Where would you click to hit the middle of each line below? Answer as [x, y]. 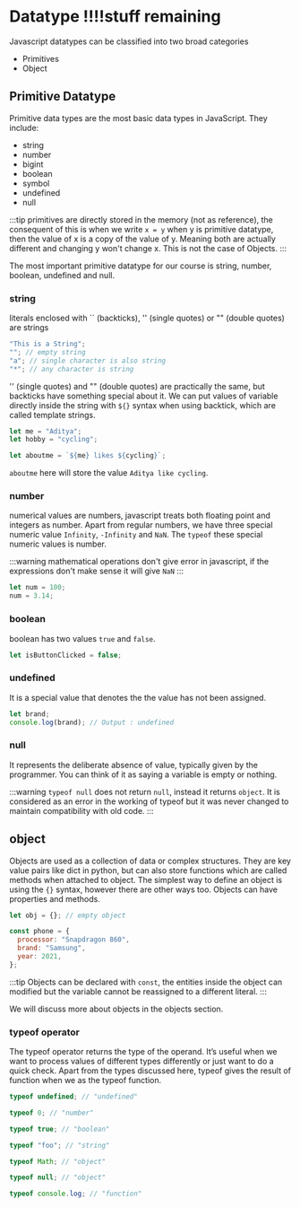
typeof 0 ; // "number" [51, 1113]
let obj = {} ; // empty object [68, 915]
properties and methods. [55, 898]
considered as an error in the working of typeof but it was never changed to [149, 801]
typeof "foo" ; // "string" [60, 1145]
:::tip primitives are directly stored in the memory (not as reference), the [141, 219]
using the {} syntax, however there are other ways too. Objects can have [143, 889]
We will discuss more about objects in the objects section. [116, 1009]
